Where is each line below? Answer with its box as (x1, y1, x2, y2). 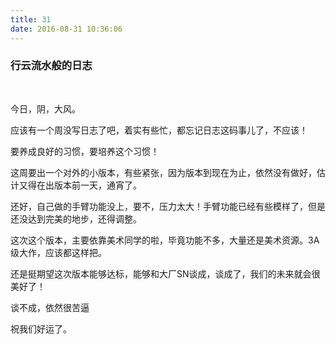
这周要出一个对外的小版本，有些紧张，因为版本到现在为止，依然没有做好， (10, 166, 317, 178)
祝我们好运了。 (10, 322, 72, 335)
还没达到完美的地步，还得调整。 (10, 212, 142, 225)
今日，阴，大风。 (10, 102, 81, 115)
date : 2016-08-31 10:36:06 (10, 24, 123, 34)
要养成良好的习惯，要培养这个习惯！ (10, 145, 160, 157)
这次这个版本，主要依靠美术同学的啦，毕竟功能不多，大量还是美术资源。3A (10, 234, 320, 246)
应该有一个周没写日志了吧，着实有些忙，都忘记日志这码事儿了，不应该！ (10, 124, 308, 136)
